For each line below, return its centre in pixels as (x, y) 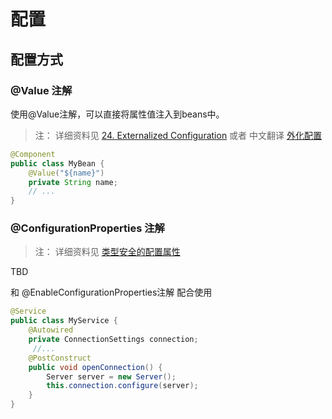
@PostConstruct (60, 358)
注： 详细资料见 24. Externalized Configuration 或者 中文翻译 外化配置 (178, 135)
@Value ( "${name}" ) (66, 173)
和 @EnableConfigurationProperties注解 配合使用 (111, 292)
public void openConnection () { (95, 367)
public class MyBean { (57, 163)
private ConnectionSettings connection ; (113, 340)
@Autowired (51, 330)
